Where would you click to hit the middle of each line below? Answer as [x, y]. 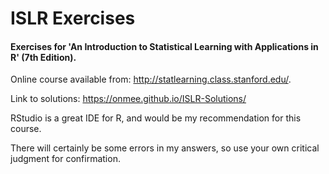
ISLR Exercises [73, 18]
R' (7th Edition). [43, 57]
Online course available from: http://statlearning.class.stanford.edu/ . [151, 79]
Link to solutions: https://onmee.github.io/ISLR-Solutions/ [128, 99]
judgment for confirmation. [65, 159]
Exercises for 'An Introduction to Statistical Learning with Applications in [164, 46]
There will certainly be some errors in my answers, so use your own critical [165, 148]
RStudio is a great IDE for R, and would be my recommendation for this [156, 118]
